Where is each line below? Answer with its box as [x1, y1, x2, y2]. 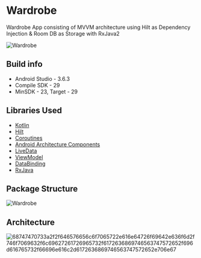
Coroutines [14, 134, 43, 142]
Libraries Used [6, 105, 62, 116]
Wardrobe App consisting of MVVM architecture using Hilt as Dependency [6, 24, 191, 31]
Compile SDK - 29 [14, 81, 60, 89]
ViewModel [14, 153, 43, 160]
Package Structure [6, 183, 78, 193]
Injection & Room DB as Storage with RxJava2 [6, 30, 120, 37]
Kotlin [14, 121, 29, 128]
